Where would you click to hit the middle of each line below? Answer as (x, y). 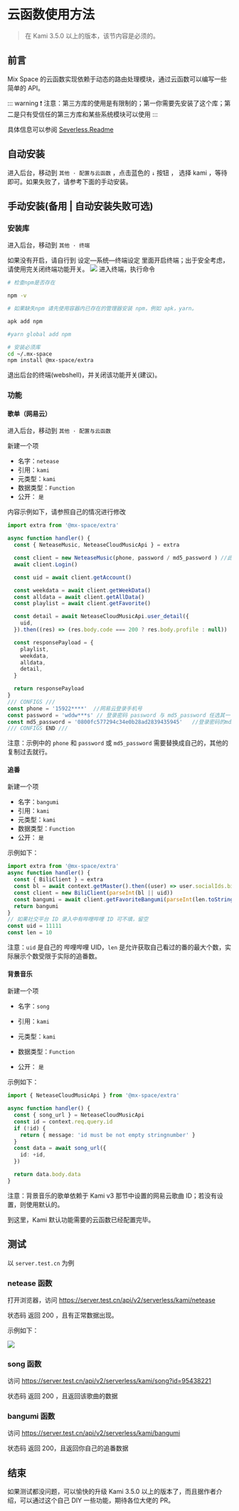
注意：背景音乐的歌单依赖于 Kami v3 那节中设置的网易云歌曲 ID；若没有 (112, 1196)
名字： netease (38, 461)
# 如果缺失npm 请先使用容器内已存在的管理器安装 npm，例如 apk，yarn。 (102, 308)
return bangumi (36, 906)
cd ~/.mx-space (30, 354)
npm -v (17, 296)
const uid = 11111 (34, 926)
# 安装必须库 (24, 347)
